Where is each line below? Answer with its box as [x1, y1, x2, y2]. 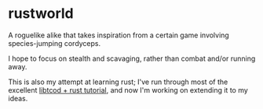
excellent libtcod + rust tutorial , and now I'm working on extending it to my [8, 85, 249, 94]
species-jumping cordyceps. [8, 38, 101, 47]
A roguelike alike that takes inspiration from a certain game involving [8, 30, 229, 40]
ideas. [8, 93, 28, 103]
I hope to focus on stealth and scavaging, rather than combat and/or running [8, 54, 256, 63]
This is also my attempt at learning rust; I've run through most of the [8, 77, 228, 86]
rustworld [8, 5, 74, 23]
